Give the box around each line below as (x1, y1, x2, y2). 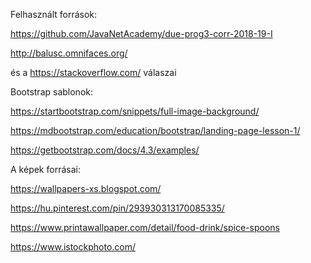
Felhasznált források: (10, 9, 98, 20)
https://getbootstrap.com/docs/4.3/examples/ (10, 144, 200, 156)
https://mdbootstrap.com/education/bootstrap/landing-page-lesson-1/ (10, 125, 301, 136)
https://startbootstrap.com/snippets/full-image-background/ (10, 105, 260, 117)
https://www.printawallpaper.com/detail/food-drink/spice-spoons (10, 222, 280, 233)
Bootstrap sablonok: (10, 86, 93, 98)
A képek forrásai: (10, 164, 81, 175)
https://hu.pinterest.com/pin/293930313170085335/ (10, 202, 225, 214)
